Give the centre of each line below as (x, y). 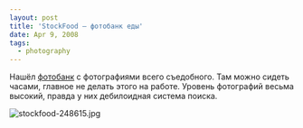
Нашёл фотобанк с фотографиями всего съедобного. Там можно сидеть (149, 77)
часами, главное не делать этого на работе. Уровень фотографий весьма (151, 87)
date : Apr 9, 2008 (44, 34)
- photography (44, 51)
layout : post (34, 18)
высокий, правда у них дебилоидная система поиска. (114, 96)
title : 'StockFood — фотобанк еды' (76, 26)
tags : (19, 43)
